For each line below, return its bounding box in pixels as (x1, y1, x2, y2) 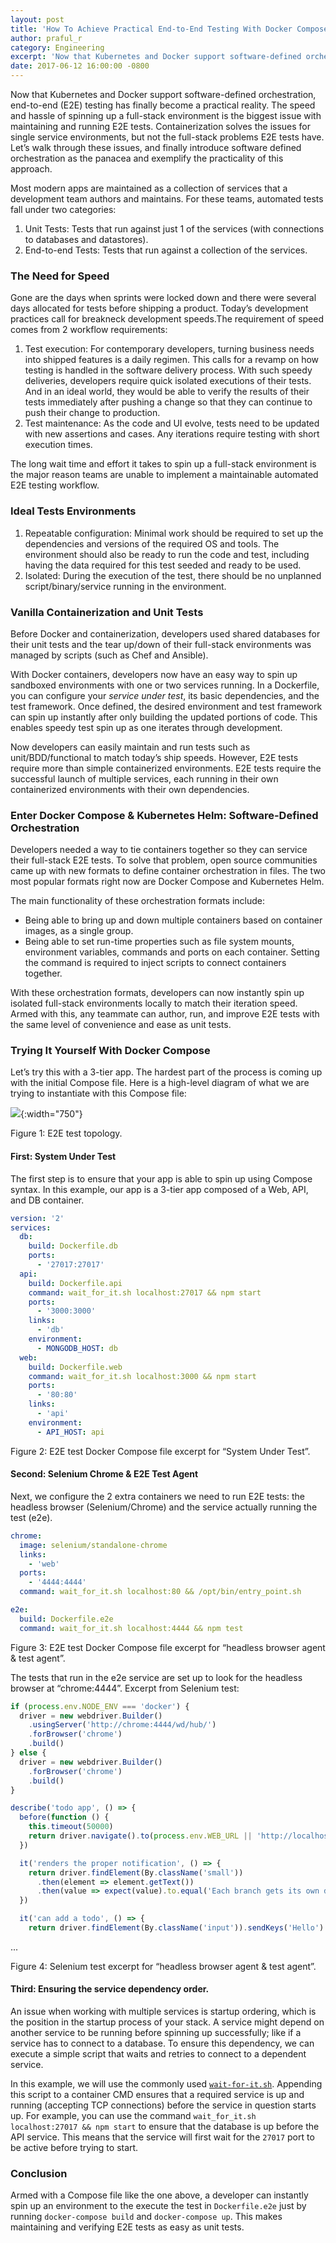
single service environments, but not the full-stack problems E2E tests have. (10, 131, 325, 143)
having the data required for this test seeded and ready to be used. (24, 559, 302, 571)
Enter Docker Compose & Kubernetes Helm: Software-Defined (10, 808, 319, 822)
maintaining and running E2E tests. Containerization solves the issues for (10, 121, 312, 132)
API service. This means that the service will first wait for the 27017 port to (10, 2131, 315, 2143)
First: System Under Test (10, 1151, 117, 1163)
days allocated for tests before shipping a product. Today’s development (10, 302, 309, 315)
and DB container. (10, 1194, 85, 1206)
